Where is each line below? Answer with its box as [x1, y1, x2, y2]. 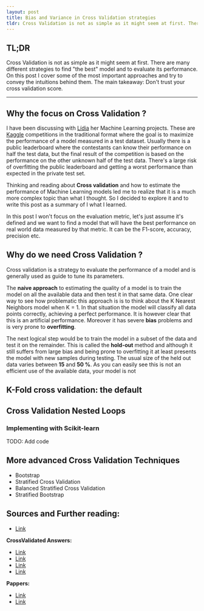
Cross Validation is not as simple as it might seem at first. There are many [6, 59, 190, 66]
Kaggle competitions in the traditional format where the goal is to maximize [6, 131, 194, 138]
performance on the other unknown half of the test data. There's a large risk [6, 157, 197, 164]
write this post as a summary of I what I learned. [6, 201, 127, 208]
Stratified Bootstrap [15, 491, 64, 498]
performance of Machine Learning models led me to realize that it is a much [6, 188, 196, 195]
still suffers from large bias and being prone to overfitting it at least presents [6, 348, 197, 355]
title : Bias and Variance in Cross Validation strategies [6, 15, 156, 21]
